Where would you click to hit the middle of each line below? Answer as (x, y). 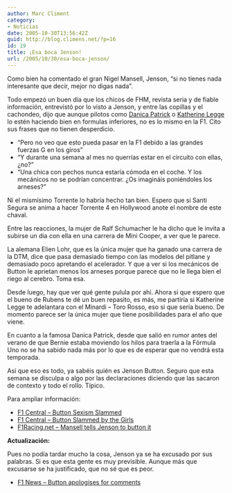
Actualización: (29, 440)
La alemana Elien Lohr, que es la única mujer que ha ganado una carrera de (115, 249)
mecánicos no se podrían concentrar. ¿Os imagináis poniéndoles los (115, 179)
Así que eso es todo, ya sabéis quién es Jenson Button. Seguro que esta (110, 370)
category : (21, 20)
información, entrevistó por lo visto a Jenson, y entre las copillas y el (105, 107)
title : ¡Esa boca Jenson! (44, 53)
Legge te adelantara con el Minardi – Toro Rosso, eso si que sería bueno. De (116, 307)
